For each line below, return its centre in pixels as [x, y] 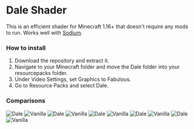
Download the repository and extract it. [62, 61]
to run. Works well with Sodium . [45, 32]
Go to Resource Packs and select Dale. [62, 86]
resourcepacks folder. [41, 73]
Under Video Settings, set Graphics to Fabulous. [73, 79]
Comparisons [26, 101]
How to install [26, 47]
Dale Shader [37, 10]
